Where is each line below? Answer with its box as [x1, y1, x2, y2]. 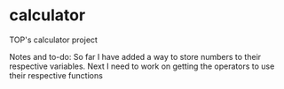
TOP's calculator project [9, 34, 98, 45]
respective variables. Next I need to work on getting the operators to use [9, 61, 275, 71]
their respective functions [9, 70, 104, 80]
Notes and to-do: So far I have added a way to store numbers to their [9, 51, 262, 62]
